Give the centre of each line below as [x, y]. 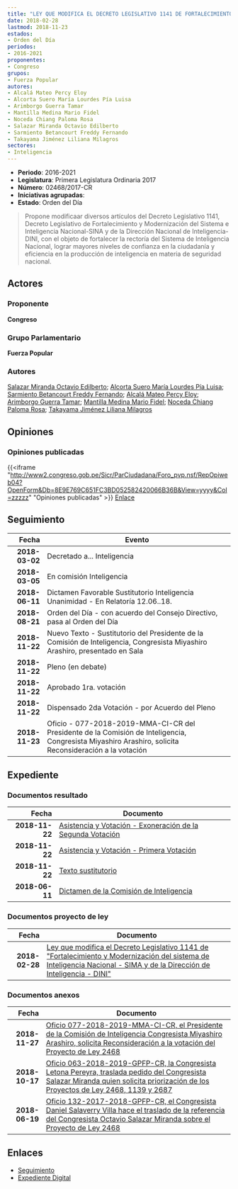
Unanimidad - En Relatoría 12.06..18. [109, 601]
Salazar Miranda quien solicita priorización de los [127, 1081]
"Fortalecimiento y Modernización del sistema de [128, 956]
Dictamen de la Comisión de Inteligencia [126, 891]
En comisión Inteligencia [87, 576]
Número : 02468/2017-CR [55, 187]
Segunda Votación [90, 835]
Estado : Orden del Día [50, 202]
